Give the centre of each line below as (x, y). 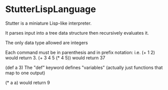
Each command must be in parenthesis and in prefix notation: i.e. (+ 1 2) (80, 52)
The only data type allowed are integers (47, 42)
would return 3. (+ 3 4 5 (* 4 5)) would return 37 (55, 58)
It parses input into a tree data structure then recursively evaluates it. (77, 33)
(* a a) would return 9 (28, 82)
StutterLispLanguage (51, 9)
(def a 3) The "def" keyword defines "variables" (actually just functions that (84, 67)
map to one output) (25, 73)
